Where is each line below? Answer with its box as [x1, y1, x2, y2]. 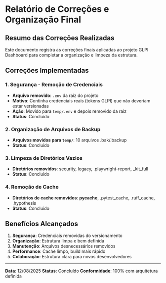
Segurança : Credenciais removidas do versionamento [12, 233, 123, 238]
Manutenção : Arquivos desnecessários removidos [12, 243, 116, 249]
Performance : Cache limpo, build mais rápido [12, 248, 106, 254]
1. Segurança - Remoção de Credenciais [5, 81, 103, 88]
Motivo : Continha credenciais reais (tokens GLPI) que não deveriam [12, 97, 151, 103]
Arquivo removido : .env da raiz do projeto [12, 93, 99, 98]
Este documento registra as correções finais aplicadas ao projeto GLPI [5, 47, 149, 52]
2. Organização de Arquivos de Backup [5, 126, 101, 133]
